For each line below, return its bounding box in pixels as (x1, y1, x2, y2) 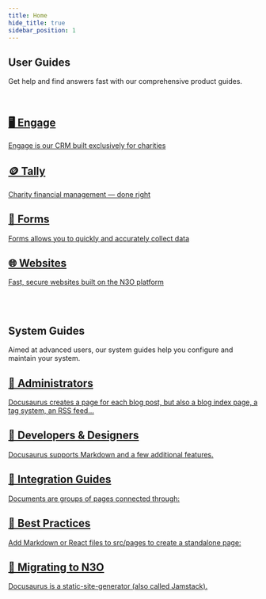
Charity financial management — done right (8, 189, 151, 199)
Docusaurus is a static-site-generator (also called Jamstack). (8, 582, 208, 591)
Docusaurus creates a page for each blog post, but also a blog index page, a (8, 397, 258, 408)
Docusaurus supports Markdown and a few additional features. (8, 449, 214, 459)
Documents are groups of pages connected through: (8, 494, 180, 503)
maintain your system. (8, 354, 81, 363)
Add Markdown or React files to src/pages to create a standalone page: (8, 537, 241, 547)
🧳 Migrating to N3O (8, 560, 104, 574)
